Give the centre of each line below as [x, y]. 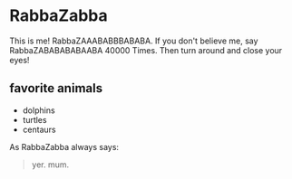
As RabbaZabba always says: [64, 146]
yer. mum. [50, 165]
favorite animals [56, 88]
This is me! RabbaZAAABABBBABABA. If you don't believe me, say [134, 41]
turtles [34, 119]
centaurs [39, 129]
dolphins [39, 110]
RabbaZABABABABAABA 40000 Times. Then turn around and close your [146, 50]
